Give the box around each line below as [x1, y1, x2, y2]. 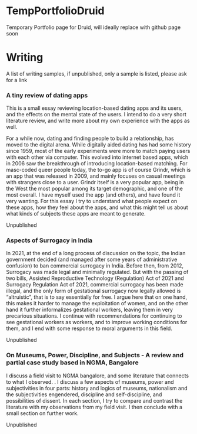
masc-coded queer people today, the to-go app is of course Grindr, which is [6, 167, 191, 174]
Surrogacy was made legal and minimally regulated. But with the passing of [6, 269, 189, 276]
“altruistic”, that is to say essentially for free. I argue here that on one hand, [6, 293, 188, 301]
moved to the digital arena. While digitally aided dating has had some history [6, 141, 191, 148]
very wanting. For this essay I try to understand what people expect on [6, 198, 178, 205]
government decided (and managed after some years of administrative [6, 256, 178, 263]
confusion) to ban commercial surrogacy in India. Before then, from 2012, [6, 262, 184, 269]
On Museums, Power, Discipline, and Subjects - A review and [6, 351, 184, 360]
